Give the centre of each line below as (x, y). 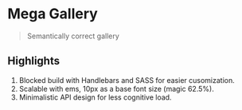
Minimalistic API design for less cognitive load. (95, 97)
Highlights (34, 61)
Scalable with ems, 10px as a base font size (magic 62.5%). (116, 88)
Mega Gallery (53, 14)
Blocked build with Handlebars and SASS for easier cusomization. (127, 80)
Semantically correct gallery (73, 36)
